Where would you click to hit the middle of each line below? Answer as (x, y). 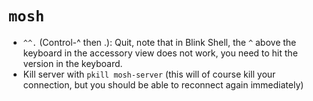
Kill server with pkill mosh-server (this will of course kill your (149, 74)
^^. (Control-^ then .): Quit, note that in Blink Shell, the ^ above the (159, 42)
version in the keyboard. (72, 63)
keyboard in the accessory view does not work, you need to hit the (160, 53)
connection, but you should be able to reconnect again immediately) (163, 84)
